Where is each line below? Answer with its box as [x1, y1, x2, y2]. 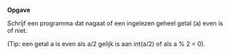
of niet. [7, 27, 28, 34]
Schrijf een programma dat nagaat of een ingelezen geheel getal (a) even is [7, 19, 224, 27]
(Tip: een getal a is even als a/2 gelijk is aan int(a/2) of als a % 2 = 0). [7, 40, 206, 47]
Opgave [7, 6, 31, 14]
